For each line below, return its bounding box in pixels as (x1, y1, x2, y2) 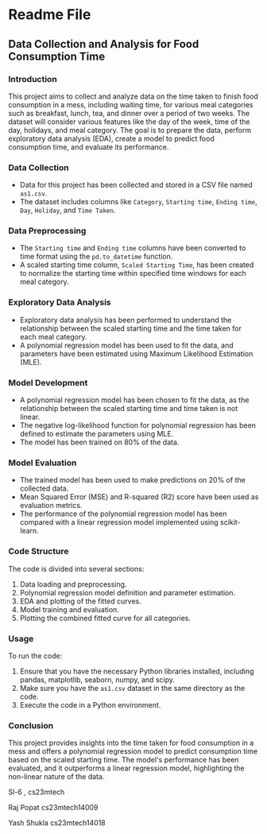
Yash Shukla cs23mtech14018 (8, 818, 106, 828)
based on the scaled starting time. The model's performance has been (8, 755, 239, 765)
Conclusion (8, 720, 54, 731)
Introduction (8, 73, 57, 84)
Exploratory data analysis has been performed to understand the (19, 315, 232, 324)
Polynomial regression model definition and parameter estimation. (19, 588, 236, 597)
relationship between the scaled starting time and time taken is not (19, 404, 238, 413)
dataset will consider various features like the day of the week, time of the (8, 117, 250, 126)
